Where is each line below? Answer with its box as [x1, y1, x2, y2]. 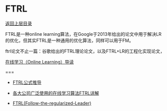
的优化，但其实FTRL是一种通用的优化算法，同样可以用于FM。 [5, 37, 134, 43]
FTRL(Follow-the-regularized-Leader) [12, 100, 92, 106]
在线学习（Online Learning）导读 [5, 59, 74, 65]
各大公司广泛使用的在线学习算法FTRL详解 [12, 90, 100, 96]
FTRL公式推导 [12, 79, 42, 85]
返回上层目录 [5, 20, 32, 26]
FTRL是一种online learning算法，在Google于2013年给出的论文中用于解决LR [5, 31, 162, 37]
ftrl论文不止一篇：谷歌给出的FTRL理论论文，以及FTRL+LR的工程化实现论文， [5, 48, 165, 54]
